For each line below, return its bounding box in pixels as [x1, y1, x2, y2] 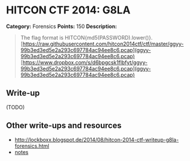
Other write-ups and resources [6, 121, 122, 131]
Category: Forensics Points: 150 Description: [6, 23, 117, 30]
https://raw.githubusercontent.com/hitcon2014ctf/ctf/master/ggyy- [22, 40, 184, 47]
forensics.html [14, 142, 50, 149]
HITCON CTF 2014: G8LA [6, 3, 131, 17]
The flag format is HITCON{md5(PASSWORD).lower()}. [20, 34, 153, 41]
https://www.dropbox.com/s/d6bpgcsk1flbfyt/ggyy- [22, 59, 148, 66]
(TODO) [6, 103, 25, 111]
